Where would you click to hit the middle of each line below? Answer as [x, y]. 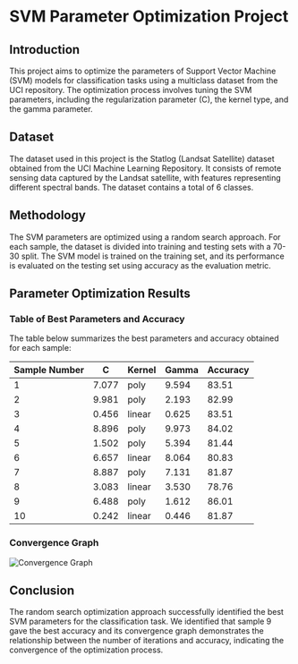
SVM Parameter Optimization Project [149, 17]
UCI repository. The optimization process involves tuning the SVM [131, 90]
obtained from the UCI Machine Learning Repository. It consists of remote [145, 168]
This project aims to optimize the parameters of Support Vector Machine [143, 71]
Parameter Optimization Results [100, 294]
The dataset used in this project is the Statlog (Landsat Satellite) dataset [142, 158]
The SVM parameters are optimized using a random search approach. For [145, 237]
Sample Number [49, 370]
